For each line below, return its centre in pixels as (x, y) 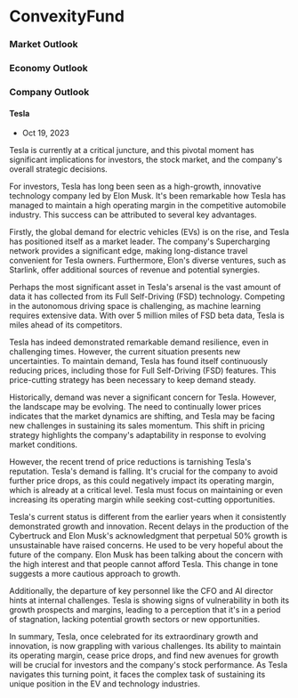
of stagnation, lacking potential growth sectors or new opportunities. (135, 620)
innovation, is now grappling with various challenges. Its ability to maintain (145, 646)
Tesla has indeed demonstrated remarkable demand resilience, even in (139, 342)
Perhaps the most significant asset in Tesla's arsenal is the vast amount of (145, 288)
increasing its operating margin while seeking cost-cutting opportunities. (142, 499)
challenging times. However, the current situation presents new (125, 352)
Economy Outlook (48, 69)
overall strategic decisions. (59, 169)
